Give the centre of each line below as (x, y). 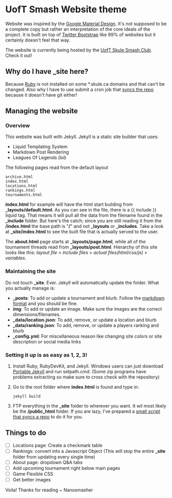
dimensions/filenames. (37, 314)
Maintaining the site (31, 272)
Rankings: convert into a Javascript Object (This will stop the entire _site (89, 451)
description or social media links (47, 341)
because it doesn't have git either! (41, 95)
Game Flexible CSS (33, 474)
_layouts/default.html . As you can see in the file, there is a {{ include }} (81, 210)
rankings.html (20, 190)
